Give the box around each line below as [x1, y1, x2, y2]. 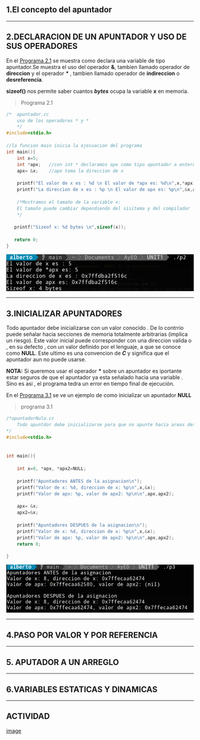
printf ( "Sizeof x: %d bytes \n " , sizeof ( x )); [14, 224, 127, 230]
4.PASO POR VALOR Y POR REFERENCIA [6, 630, 158, 640]
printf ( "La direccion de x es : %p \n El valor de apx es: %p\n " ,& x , [17, 187, 193, 193]
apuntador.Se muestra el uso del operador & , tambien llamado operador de [6, 63, 190, 70]
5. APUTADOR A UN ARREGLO [6, 657, 119, 667]
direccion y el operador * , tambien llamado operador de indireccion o [6, 70, 180, 77]
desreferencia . [6, 76, 43, 83]
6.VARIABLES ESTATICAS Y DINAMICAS [6, 684, 158, 694]
